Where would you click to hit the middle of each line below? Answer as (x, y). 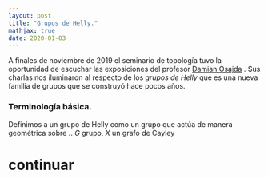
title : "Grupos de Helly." (53, 23)
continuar (41, 165)
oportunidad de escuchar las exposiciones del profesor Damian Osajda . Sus (134, 69)
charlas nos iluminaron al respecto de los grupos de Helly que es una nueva (133, 77)
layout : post (30, 16)
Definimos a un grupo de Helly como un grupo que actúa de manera (121, 124)
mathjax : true (32, 30)
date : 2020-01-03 (37, 38)
